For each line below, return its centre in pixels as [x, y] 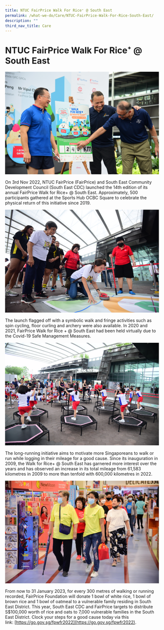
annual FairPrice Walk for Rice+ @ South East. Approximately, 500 [72, 192]
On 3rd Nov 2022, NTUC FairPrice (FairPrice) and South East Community [79, 182]
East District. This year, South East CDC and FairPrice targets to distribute [79, 607]
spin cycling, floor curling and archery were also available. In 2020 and [76, 325]
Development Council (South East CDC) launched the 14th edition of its [76, 188]
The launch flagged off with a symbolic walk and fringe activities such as [79, 320]
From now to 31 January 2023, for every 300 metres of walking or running [80, 591]
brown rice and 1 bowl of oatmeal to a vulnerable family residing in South [78, 601]
